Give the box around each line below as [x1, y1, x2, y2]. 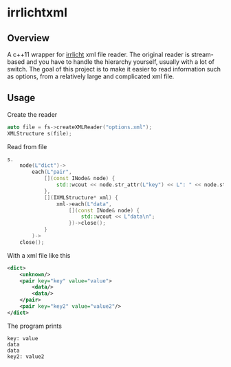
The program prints [7, 322, 62, 330]
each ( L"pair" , [32, 168, 72, 176]
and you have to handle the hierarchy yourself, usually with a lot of [26, 58, 214, 66]
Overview [7, 32, 50, 44]
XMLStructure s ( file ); [7, 130, 72, 137]
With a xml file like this [7, 251, 71, 259]
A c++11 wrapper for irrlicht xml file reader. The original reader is [7, 50, 190, 58]
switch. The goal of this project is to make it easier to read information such [7, 65, 221, 73]
